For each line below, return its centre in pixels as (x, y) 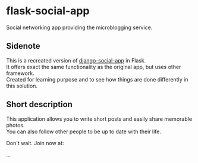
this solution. (22, 86)
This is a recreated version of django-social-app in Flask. (76, 60)
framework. (20, 73)
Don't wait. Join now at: (35, 143)
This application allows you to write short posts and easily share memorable (99, 119)
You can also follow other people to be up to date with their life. (84, 131)
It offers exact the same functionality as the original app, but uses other (94, 67)
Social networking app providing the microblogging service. (79, 27)
